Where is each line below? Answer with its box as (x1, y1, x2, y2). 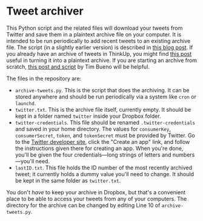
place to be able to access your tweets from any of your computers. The (6, 195, 187, 202)
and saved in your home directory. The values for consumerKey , (15, 125, 171, 132)
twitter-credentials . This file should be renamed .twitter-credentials (15, 118, 196, 126)
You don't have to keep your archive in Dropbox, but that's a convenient (6, 188, 186, 195)
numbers (172, 151, 195, 158)
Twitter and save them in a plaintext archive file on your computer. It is (6, 30, 182, 38)
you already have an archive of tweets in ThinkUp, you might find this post (6, 50, 192, 57)
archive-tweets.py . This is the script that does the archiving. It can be (15, 86, 190, 93)
